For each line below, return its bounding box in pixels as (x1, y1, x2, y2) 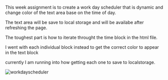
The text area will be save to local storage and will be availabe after (5, 20, 144, 25)
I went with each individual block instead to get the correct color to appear (5, 44, 159, 50)
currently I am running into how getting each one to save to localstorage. (5, 59, 155, 65)
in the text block (5, 50, 39, 55)
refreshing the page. (5, 25, 48, 31)
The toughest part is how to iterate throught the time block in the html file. (5, 35, 158, 40)
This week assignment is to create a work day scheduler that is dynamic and (5, 5, 163, 10)
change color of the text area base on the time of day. (5, 10, 116, 16)
